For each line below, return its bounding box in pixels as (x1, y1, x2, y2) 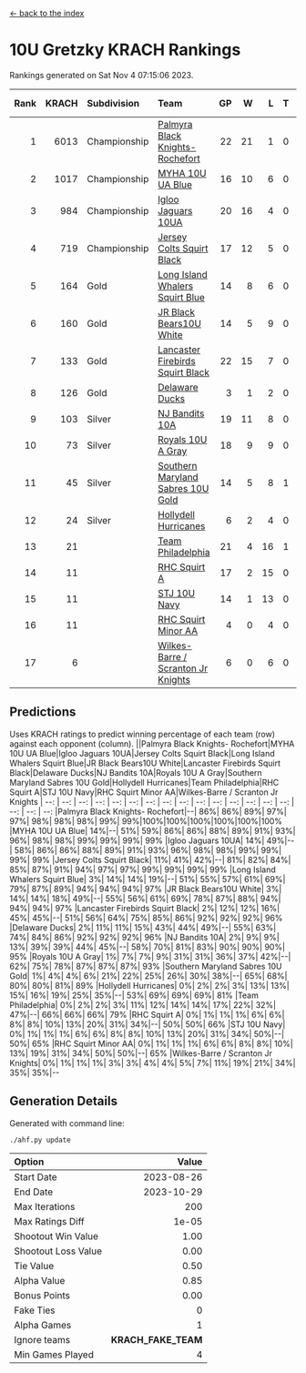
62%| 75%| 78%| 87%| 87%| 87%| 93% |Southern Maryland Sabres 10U (9, 961, 282, 971)
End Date (14, 1185, 54, 1198)
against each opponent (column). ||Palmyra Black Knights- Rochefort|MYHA (9, 737, 295, 749)
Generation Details (9, 1093, 118, 1109)
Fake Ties (14, 1304, 56, 1317)
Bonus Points (14, 1288, 71, 1301)
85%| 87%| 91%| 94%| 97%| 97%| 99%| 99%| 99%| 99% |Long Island (9, 864, 276, 875)
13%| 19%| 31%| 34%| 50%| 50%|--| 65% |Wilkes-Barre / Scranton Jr (9, 1047, 273, 1059)
